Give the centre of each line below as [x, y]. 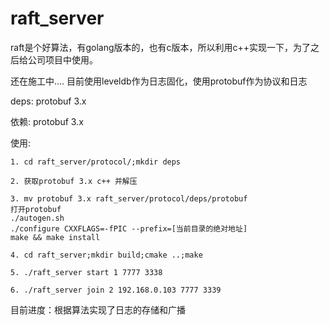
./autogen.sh [37, 218]
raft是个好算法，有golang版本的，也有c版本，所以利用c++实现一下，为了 [161, 47]
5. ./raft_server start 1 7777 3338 [86, 272]
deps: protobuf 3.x [48, 101]
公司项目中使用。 [62, 59]
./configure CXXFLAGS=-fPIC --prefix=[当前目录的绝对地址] [129, 228]
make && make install [55, 237]
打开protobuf [36, 209]
